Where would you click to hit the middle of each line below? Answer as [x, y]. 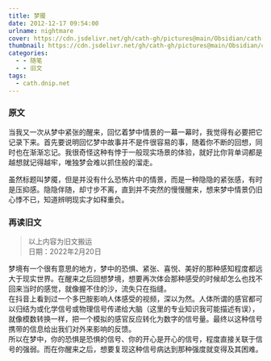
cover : [19, 38]
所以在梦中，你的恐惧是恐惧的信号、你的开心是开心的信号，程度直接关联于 [132, 339]
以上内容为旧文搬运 [60, 242]
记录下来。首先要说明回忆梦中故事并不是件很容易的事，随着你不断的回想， [132, 142]
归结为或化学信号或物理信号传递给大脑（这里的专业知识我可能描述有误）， [137, 309]
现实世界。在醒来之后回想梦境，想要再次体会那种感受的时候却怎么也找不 [142, 279]
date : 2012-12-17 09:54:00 [54, 23]
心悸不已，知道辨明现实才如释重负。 [69, 199]
